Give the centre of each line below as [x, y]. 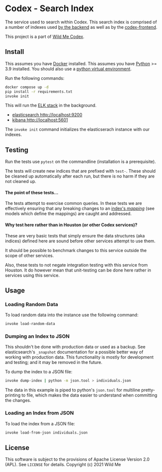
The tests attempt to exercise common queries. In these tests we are [73, 203]
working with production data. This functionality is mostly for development [79, 357]
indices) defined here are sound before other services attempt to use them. [80, 241]
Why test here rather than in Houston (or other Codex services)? [71, 225]
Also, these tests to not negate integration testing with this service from [76, 265]
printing [13, 395]
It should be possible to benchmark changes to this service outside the [76, 250]
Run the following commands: [35, 78]
